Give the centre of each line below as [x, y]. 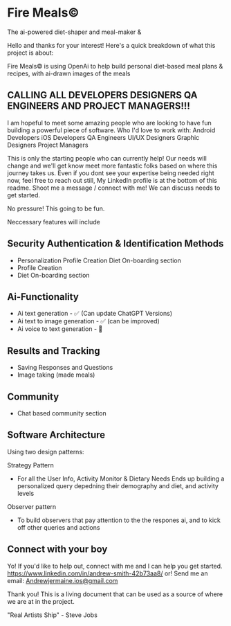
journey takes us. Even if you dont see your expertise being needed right [111, 173]
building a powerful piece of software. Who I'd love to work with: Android [111, 130]
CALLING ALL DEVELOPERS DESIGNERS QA [102, 95]
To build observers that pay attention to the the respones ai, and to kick [119, 520]
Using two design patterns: [46, 451]
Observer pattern [32, 506]
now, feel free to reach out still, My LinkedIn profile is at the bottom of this [112, 180]
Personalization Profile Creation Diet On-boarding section [99, 260]
